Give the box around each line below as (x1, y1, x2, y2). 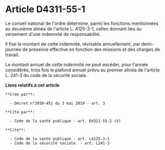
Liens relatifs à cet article (5, 82, 60, 88)
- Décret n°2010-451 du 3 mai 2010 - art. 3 (10, 100, 105, 106)
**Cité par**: (5, 109, 35, 115)
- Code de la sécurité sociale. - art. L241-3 (10, 140, 110, 145)
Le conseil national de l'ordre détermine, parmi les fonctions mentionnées (5, 20, 159, 26)
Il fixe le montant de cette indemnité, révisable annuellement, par (5, 41, 141, 47)
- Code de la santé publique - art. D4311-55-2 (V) (10, 118, 121, 124)
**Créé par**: (5, 92, 35, 97)
